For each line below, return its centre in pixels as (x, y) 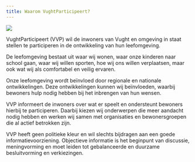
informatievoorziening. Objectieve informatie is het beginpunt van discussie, (98, 140)
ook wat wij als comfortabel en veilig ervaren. (61, 69)
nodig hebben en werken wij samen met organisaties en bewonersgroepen (96, 116)
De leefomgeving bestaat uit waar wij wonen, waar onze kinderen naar (91, 57)
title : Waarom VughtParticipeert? (48, 11)
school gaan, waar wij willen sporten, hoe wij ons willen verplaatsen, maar (95, 63)
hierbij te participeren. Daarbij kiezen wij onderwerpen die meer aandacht (95, 110)
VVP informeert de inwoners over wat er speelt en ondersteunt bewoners (95, 104)
